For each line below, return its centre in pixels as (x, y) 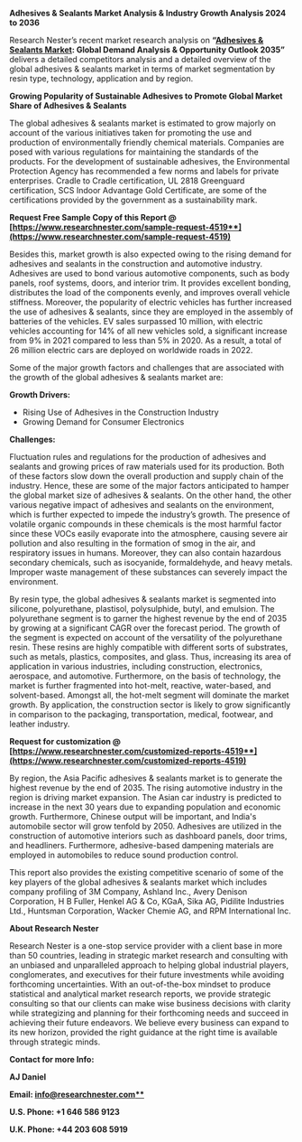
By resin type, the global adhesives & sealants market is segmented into (143, 599)
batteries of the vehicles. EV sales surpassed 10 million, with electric (136, 321)
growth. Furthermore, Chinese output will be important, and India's (133, 816)
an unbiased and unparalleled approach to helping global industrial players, (149, 965)
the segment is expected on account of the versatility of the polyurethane (146, 637)
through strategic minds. (55, 1042)
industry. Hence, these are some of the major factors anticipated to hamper (150, 486)
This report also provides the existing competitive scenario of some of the (146, 872)
